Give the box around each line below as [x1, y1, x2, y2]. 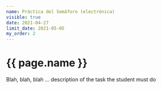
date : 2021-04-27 [6, 20, 49, 26]
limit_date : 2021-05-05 [6, 25, 65, 31]
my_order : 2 [6, 31, 35, 37]
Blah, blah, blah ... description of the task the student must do [6, 76, 157, 83]
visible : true [6, 14, 41, 20]
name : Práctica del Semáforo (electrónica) [6, 8, 115, 15]
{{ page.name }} [6, 56, 88, 70]
